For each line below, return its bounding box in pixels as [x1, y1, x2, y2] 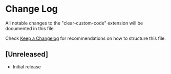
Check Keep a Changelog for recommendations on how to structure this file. [5, 35, 166, 41]
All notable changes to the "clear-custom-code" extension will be [5, 20, 143, 26]
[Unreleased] [5, 50, 49, 59]
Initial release [12, 63, 41, 69]
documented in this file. [5, 25, 55, 31]
